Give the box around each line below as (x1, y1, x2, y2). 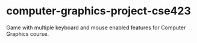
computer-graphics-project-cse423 (6, 4, 191, 18)
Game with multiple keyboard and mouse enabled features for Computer (6, 24, 186, 31)
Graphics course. (6, 30, 49, 37)
